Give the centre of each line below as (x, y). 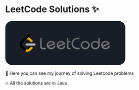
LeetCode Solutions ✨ (52, 9)
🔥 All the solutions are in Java (36, 83)
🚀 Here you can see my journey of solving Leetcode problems (69, 73)
